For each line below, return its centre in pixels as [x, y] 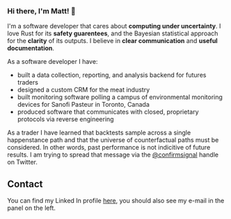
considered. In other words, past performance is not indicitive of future [109, 148]
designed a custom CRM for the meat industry [83, 90]
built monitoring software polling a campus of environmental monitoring [120, 97]
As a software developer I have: [53, 62]
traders [27, 82]
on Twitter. [23, 162]
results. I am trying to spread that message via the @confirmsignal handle [113, 155]
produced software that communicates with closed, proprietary [108, 112]
